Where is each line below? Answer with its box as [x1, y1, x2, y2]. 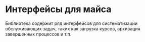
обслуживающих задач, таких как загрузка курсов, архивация [5, 25, 140, 31]
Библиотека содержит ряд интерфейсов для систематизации [5, 20, 138, 26]
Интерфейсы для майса [5, 4, 112, 15]
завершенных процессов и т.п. [5, 31, 72, 37]
